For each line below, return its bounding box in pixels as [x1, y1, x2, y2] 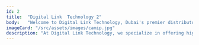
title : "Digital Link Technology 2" [6, 14, 102, 20]
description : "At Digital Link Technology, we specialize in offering [6, 30, 184, 36]
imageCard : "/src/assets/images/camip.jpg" [6, 25, 115, 31]
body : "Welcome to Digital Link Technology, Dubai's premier [6, 19, 166, 25]
